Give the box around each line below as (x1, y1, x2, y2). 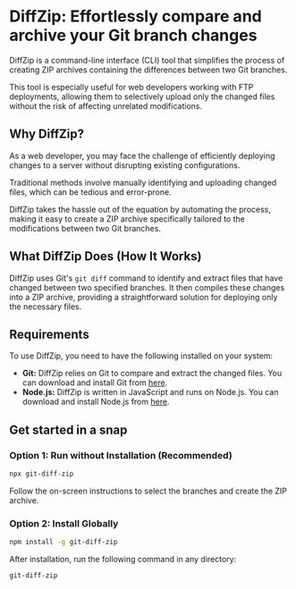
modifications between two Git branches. (9, 223, 161, 233)
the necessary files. (9, 301, 82, 312)
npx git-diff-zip (9, 469, 74, 479)
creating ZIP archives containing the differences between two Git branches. (9, 64, 288, 75)
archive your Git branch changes (9, 25, 258, 46)
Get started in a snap (9, 422, 128, 437)
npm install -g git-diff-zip (9, 538, 118, 547)
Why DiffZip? (9, 127, 85, 142)
